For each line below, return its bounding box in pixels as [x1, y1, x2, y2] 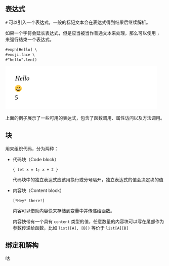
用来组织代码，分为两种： [5, 145, 59, 151]
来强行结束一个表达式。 [5, 36, 54, 42]
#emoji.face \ [5, 52, 35, 57]
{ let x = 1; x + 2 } [12, 167, 58, 172]
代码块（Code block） [12, 156, 59, 162]
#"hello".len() [5, 57, 37, 62]
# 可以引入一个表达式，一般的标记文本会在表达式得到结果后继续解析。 [5, 19, 151, 25]
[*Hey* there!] [12, 198, 45, 203]
